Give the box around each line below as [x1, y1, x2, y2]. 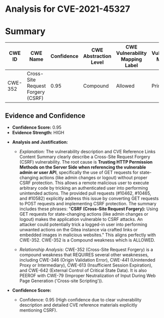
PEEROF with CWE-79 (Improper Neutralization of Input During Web [19, 272, 156, 278]
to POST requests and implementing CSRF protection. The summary [19, 200, 157, 206]
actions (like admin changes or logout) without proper [39, 174, 147, 180]
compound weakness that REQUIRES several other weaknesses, [19, 251, 149, 258]
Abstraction [83, 53, 111, 60]
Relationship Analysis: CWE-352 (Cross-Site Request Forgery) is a [19, 246, 153, 252]
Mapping [121, 56, 143, 63]
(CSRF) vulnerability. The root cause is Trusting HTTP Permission [19, 159, 153, 165]
